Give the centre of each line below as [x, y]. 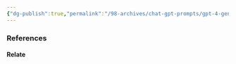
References [27, 38]
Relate [16, 55]
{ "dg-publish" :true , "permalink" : [56, 14]
